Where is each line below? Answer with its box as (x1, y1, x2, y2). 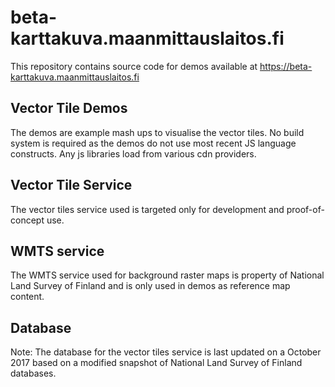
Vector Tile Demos (10, 100, 128, 117)
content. (10, 291, 45, 303)
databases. (10, 367, 57, 380)
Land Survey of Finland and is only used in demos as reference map (10, 280, 291, 292)
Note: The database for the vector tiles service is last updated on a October (10, 346, 322, 358)
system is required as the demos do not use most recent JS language (10, 137, 297, 149)
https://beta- (259, 60, 313, 72)
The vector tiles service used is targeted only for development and (10, 203, 285, 215)
